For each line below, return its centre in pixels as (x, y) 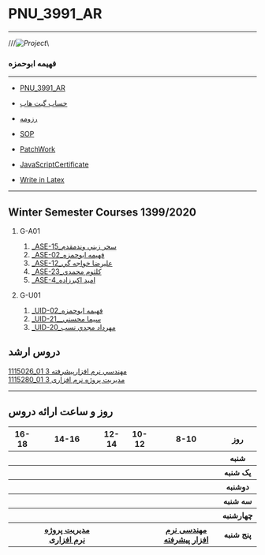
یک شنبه (237, 472)
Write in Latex (42, 180)
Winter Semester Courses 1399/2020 (103, 212)
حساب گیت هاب (43, 103)
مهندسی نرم (186, 530)
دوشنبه (238, 486)
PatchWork (37, 149)
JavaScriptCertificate (54, 165)
